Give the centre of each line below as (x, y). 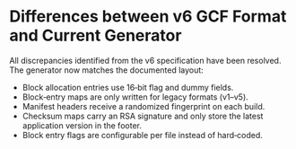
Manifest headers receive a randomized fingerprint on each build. (144, 106)
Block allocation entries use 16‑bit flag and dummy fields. (128, 87)
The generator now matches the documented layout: (106, 70)
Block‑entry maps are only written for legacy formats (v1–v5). (135, 97)
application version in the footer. (82, 125)
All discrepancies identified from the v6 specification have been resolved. (145, 60)
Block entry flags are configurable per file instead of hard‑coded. (142, 135)
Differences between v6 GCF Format (148, 17)
